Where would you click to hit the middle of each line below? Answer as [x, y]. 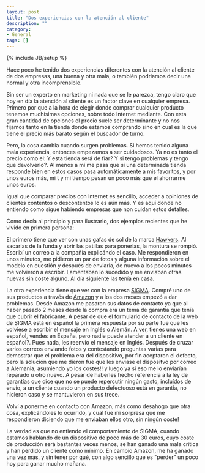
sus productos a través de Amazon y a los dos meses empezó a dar [92, 297]
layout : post [23, 12]
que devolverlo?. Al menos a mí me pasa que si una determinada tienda [96, 165]
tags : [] [17, 40]
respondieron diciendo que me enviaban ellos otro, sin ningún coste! [93, 419]
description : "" [27, 23]
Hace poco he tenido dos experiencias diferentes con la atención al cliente [100, 70]
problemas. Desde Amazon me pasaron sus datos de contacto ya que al [97, 303]
